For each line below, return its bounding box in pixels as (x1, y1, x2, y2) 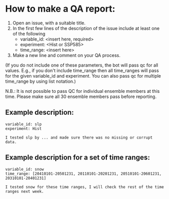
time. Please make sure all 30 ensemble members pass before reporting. (5, 93, 157, 99)
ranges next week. (5, 189, 44, 194)
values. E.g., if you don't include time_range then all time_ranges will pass (5, 67, 159, 74)
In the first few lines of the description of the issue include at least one (12, 25, 160, 31)
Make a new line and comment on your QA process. (12, 52, 120, 58)
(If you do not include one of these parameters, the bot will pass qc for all (5, 62, 158, 68)
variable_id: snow (5, 167, 44, 172)
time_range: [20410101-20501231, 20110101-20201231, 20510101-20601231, (5, 171, 162, 176)
